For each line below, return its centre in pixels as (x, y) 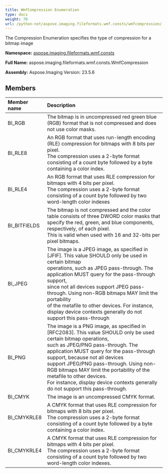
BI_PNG (17, 357)
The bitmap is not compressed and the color (99, 210)
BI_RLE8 (17, 153)
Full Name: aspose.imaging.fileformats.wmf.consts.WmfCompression (77, 62)
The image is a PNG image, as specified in (96, 326)
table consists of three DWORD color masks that (103, 216)
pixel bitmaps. (63, 241)
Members (20, 88)
